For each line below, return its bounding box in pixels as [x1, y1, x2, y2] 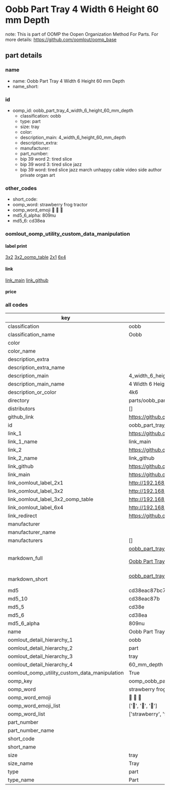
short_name [8, 743, 36, 750]
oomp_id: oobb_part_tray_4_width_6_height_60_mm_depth [12, 107, 134, 114]
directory [8, 397, 29, 404]
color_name [8, 348, 36, 355]
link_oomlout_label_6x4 [8, 504, 64, 511]
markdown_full [8, 555, 43, 562]
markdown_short [8, 576, 48, 583]
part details [5, 51, 42, 60]
